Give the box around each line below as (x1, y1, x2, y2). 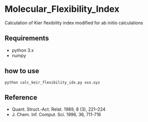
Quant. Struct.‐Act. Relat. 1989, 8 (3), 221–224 (11, 106, 106, 112)
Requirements (4, 34, 49, 42)
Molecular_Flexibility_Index (4, 3, 120, 15)
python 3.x (11, 47, 34, 53)
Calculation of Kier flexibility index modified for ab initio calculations (4, 20, 143, 26)
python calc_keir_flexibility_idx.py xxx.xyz (4, 80, 100, 85)
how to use (4, 67, 40, 75)
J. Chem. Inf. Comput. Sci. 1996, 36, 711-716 (11, 112, 101, 118)
